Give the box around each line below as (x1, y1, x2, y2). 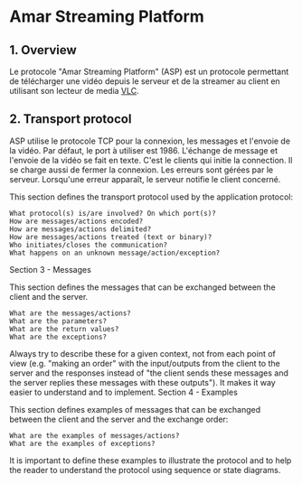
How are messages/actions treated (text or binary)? (9, 232, 212, 241)
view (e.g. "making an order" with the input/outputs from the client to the (9, 358, 280, 368)
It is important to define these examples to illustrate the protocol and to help (9, 454, 292, 466)
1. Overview (9, 42, 77, 58)
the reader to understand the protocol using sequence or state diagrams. (9, 464, 281, 475)
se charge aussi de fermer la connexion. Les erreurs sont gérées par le (9, 164, 274, 175)
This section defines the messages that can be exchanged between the (9, 282, 276, 293)
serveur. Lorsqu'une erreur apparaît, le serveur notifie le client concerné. (9, 173, 281, 184)
